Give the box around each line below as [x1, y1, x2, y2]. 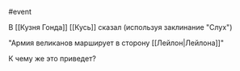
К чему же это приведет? [8, 54, 97, 63]
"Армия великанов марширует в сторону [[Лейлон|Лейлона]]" [8, 38, 225, 48]
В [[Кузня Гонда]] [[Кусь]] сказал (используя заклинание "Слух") [8, 23, 233, 31]
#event [8, 7, 32, 16]
